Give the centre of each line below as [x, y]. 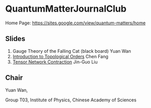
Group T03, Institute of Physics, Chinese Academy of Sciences [71, 100]
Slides [15, 39]
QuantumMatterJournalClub [66, 9]
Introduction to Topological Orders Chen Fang [61, 56]
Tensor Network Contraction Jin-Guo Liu [55, 62]
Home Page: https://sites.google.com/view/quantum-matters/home [75, 23]
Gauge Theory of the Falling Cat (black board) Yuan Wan [72, 51]
